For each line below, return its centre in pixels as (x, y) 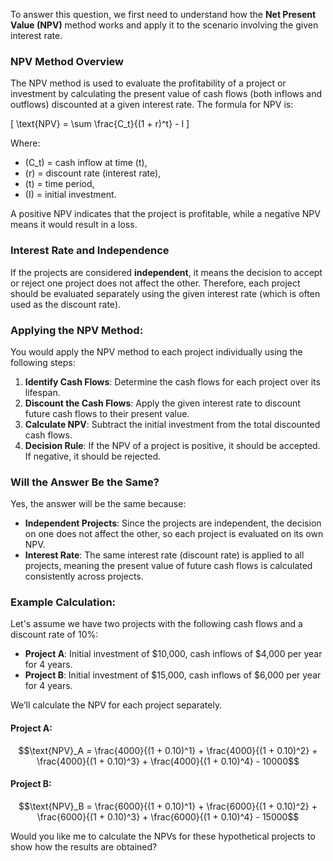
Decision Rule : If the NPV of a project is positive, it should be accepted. (172, 445)
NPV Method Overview (67, 61)
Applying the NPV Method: (77, 330)
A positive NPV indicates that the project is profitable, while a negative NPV (165, 214)
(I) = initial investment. (70, 195)
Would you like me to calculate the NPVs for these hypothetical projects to (163, 836)
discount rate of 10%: (54, 635)
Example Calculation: (63, 602)
